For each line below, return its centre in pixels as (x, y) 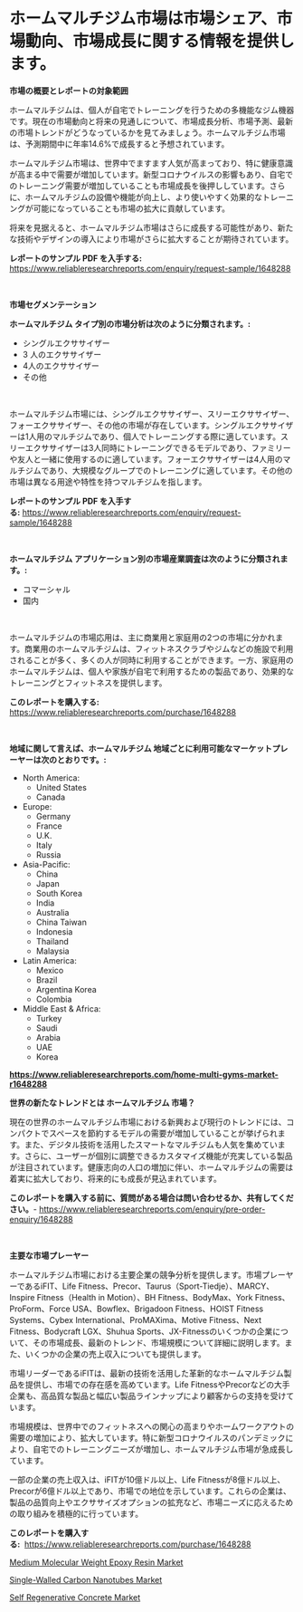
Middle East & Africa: (62, 1008)
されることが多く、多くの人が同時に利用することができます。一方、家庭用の (151, 660)
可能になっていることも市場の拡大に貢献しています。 (132, 208)
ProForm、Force (40, 1309)
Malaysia (52, 951)
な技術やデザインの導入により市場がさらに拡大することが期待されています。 (151, 239)
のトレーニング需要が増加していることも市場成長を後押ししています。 (139, 186)
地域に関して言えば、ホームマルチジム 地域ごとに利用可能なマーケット (141, 748)
